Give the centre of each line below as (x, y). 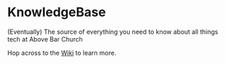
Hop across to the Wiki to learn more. (62, 53)
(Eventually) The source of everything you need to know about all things (113, 32)
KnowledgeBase (57, 12)
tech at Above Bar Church (45, 39)
